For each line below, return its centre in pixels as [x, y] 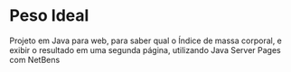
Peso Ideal [49, 16]
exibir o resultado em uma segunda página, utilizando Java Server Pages [145, 49]
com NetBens [35, 59]
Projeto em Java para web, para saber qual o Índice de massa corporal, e [146, 40]
